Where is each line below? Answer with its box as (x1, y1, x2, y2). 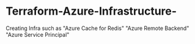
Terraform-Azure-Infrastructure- (6, 4, 177, 18)
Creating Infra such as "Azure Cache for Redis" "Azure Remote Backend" (6, 24, 189, 32)
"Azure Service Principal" (6, 31, 70, 38)
